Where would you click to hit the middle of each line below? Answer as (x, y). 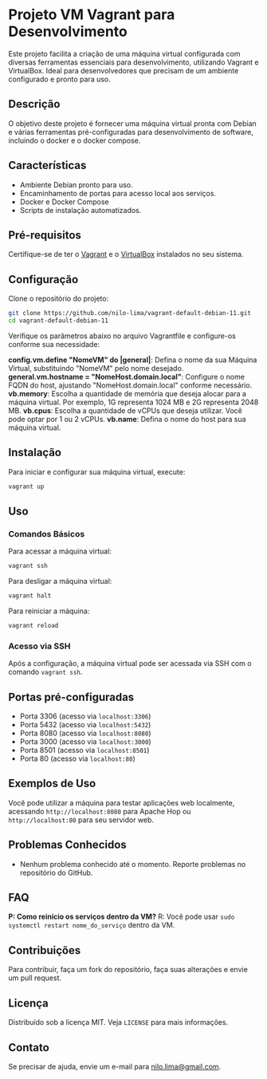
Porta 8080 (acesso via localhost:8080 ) (85, 733)
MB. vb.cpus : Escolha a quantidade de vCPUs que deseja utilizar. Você (126, 410)
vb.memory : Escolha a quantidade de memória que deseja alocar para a (128, 393)
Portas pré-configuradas (71, 697)
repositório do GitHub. (56, 872)
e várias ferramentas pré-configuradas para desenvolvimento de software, (131, 132)
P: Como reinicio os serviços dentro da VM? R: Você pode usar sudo (122, 917)
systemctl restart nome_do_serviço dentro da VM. (92, 925)
